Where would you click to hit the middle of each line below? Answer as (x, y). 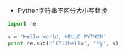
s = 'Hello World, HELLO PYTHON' (57, 37)
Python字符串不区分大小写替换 (62, 10)
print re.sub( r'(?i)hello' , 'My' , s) (63, 43)
